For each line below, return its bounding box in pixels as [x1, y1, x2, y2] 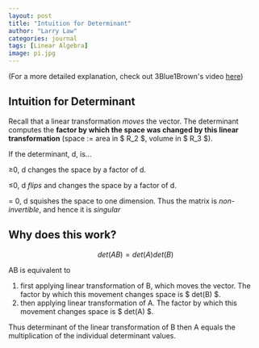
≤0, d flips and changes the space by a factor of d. [8, 180, 178, 190]
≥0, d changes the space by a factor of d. [8, 165, 147, 174]
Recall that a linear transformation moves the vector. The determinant [8, 116, 240, 126]
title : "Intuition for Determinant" [8, 19, 132, 27]
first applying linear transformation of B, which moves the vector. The [19, 280, 252, 291]
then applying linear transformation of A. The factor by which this [19, 298, 238, 308]
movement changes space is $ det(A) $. [19, 306, 154, 316]
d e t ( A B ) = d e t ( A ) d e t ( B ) [97, 249, 174, 259]
